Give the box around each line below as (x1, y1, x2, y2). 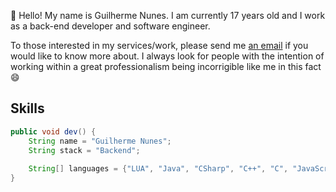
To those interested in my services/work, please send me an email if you (10, 40, 309, 51)
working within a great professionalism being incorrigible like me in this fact (10, 61, 322, 72)
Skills (10, 100, 45, 117)
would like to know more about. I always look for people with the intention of (10, 50, 325, 62)
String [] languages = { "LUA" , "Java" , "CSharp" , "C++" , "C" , (28, 164, 289, 174)
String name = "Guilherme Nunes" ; (28, 136, 172, 146)
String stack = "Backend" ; (28, 145, 141, 155)
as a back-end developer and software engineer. (10, 20, 211, 32)
